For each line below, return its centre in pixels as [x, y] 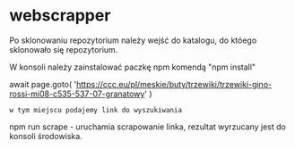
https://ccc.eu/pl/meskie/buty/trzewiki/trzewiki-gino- [174, 84]
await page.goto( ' [43, 84]
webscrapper [60, 16]
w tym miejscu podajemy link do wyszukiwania [95, 110]
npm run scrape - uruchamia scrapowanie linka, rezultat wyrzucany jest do [148, 127]
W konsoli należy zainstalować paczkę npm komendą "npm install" [133, 67]
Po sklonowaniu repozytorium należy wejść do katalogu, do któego [133, 40]
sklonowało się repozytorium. [64, 49]
